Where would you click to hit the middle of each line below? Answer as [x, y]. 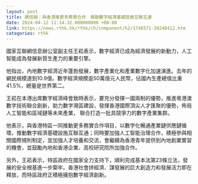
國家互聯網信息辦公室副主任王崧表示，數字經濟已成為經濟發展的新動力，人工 [99, 51]
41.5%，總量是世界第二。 [37, 86]
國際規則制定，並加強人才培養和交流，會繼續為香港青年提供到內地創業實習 [101, 140]
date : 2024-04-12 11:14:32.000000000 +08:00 [62, 22]
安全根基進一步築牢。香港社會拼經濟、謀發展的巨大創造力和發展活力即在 [104, 167]
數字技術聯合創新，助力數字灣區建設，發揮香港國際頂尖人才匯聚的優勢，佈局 [99, 106]
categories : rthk [27, 34]
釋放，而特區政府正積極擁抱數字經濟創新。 [58, 175]
